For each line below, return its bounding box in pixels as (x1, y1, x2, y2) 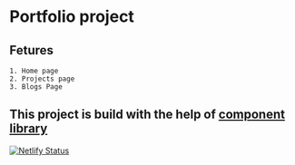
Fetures (9, 43, 54, 58)
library (9, 121, 48, 137)
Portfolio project (9, 6, 134, 27)
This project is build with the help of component (9, 107, 286, 122)
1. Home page (9, 66, 59, 75)
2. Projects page (9, 74, 75, 83)
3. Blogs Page (9, 82, 64, 92)
